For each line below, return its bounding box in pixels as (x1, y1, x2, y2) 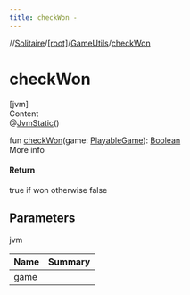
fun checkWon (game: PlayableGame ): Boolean (9, 135, 181, 146)
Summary (47, 256, 91, 268)
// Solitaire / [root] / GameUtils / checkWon (9, 38, 151, 48)
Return (9, 164, 36, 175)
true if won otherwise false (9, 184, 108, 195)
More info (9, 144, 45, 155)
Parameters (9, 211, 76, 226)
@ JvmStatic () (9, 117, 60, 128)
